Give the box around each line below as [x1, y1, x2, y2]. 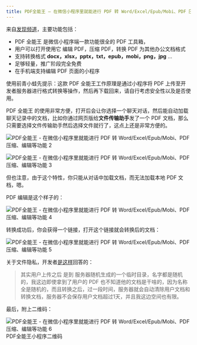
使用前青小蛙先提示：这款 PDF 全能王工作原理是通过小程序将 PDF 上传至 [6, 80, 181, 87]
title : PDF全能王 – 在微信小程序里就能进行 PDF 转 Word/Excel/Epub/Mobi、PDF [6, 8, 186, 15]
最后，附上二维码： [6, 305, 53, 312]
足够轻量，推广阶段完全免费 [14, 60, 82, 67]
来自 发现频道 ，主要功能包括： [6, 25, 78, 32]
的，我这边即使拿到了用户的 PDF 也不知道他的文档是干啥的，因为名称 [20, 278, 188, 285]
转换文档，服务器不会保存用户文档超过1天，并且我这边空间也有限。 [20, 293, 182, 300]
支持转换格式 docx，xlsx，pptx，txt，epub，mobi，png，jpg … [14, 52, 173, 59]
